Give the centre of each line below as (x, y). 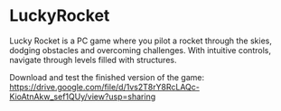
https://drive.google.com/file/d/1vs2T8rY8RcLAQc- (105, 87)
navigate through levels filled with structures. (93, 60)
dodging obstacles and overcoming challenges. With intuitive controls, (140, 50)
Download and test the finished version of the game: (107, 77)
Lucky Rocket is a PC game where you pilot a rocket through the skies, (141, 41)
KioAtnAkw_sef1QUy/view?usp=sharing (83, 97)
